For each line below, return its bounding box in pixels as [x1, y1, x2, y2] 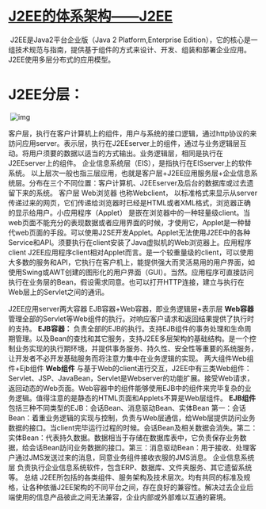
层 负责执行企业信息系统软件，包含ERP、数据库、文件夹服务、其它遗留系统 [8, 462, 253, 472]
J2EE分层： [8, 86, 85, 104]
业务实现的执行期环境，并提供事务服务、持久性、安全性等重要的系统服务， [14, 343, 258, 353]
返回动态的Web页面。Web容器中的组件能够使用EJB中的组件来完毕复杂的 [8, 383, 245, 392]
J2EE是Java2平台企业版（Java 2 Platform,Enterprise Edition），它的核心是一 [9, 35, 258, 44]
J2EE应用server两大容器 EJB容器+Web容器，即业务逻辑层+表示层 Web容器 [8, 304, 255, 313]
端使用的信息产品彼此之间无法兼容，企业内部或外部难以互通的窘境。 [8, 492, 230, 502]
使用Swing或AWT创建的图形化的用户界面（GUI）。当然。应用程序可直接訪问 [8, 267, 255, 277]
